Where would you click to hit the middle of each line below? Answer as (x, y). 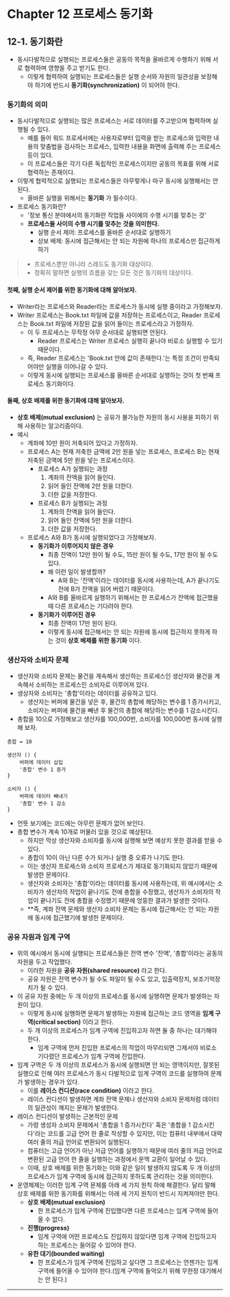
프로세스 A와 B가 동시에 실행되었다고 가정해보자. (91, 537)
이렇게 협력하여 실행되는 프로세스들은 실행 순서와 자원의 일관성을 (113, 77)
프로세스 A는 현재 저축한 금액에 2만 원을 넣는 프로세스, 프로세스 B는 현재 (123, 451)
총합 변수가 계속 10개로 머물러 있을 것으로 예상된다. (85, 832)
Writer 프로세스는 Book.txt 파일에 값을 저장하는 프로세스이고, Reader (109, 315)
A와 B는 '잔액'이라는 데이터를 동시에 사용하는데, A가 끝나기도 (139, 580)
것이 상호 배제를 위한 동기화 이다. (99, 640)
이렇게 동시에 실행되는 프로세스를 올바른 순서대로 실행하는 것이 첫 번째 (120, 375)
